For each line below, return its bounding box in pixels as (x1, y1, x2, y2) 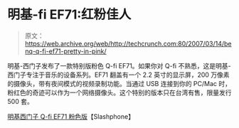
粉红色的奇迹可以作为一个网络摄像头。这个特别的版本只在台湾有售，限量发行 (7, 88, 232, 97)
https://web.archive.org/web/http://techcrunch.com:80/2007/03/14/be (24, 39, 233, 48)
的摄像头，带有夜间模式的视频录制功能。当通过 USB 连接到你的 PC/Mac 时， (7, 79, 232, 87)
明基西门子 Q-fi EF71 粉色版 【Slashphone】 (7, 112, 135, 121)
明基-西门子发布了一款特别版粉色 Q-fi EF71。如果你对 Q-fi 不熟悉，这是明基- (7, 61, 231, 70)
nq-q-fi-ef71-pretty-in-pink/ (24, 47, 107, 55)
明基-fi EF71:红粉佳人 (7, 6, 132, 23)
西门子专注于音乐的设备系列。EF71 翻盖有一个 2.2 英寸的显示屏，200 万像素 (7, 70, 230, 79)
